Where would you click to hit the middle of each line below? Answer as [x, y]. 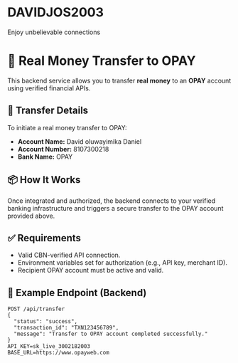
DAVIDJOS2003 [56, 12]
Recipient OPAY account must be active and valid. [91, 270]
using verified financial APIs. [49, 88]
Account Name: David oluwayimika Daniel [80, 141]
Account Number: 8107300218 [63, 149]
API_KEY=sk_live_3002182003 [49, 347]
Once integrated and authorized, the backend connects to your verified [112, 201]
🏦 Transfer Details [48, 111]
